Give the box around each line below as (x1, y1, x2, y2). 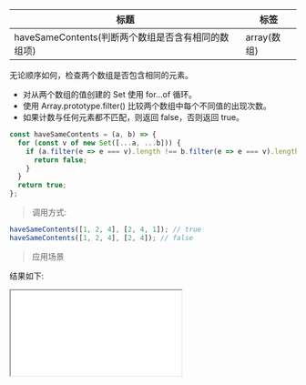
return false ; (33, 155, 88, 165)
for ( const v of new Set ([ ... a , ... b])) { (17, 138, 181, 147)
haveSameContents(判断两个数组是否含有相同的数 (14, 31, 229, 44)
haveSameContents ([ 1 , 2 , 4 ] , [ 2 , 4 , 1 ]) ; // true (9, 225, 202, 234)
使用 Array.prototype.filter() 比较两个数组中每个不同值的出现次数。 (22, 100, 271, 111)
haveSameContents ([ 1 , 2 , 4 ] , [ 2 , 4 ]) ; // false (9, 233, 194, 242)
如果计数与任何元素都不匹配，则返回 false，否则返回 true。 (22, 112, 244, 122)
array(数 (245, 31, 280, 44)
